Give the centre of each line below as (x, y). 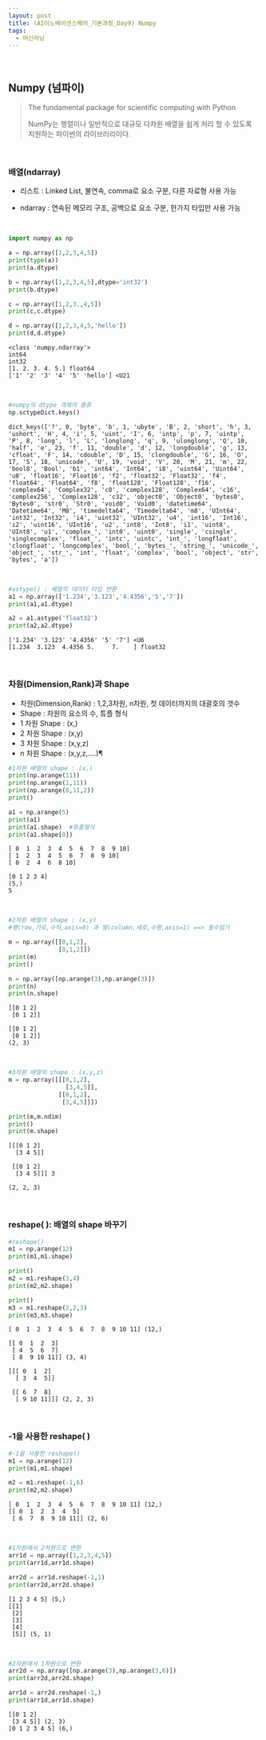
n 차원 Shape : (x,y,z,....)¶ (61, 753)
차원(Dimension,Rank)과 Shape (69, 684)
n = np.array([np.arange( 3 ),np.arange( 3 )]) (82, 979)
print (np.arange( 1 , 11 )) (48, 783)
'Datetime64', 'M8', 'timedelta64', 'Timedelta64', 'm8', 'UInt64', (125, 511)
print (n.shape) (34, 994)
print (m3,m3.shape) (41, 1315)
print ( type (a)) (34, 260)
